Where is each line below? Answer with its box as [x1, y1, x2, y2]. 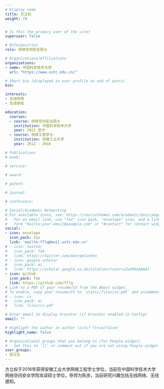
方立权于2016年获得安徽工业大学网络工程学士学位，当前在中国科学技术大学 [5, 367, 156, 372]
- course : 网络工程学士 [9, 132, 54, 137]
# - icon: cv [5, 294, 32, 299]
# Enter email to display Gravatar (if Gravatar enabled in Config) [5, 312, 147, 317]
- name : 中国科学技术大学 [5, 65, 52, 70]
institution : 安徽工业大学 [14, 137, 64, 142]
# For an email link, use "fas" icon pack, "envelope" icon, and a [5, 217, 150, 222]
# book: [5, 155, 21, 160]
